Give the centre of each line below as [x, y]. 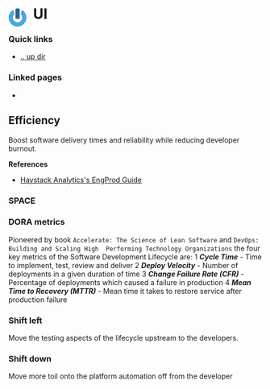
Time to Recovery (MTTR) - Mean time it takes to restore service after [125, 291]
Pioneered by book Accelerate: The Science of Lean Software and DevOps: [134, 239]
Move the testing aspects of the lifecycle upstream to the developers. [124, 338]
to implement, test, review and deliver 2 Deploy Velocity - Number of [123, 265]
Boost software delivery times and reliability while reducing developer [124, 140]
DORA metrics [37, 222]
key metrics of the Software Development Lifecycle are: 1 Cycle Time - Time [135, 257]
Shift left [25, 321]
